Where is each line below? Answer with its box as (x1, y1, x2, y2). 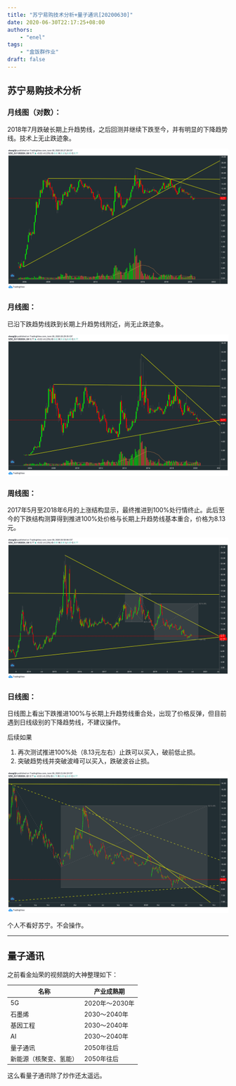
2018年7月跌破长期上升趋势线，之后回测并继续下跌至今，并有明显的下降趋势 (7, 125, 228, 133)
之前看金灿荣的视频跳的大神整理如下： (7, 970, 118, 979)
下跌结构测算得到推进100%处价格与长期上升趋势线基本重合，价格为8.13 (19, 514, 226, 523)
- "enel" (20, 34, 46, 41)
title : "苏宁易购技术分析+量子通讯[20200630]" (7, 11, 133, 18)
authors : (7, 26, 33, 33)
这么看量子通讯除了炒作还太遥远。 (7, 1071, 106, 1080)
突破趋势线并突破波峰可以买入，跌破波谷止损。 (17, 757, 153, 765)
